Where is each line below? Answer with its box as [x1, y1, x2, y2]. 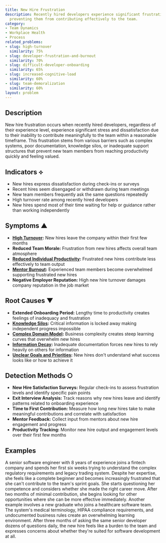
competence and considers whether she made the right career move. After [5, 486, 158, 492]
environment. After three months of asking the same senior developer [5, 518, 147, 524]
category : [5, 21, 26, 26]
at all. [5, 534, 16, 540]
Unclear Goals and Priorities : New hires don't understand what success [12, 352, 160, 358]
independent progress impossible [12, 325, 81, 331]
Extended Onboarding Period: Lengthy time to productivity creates [12, 309, 150, 315]
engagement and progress [12, 422, 67, 427]
